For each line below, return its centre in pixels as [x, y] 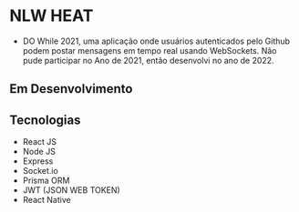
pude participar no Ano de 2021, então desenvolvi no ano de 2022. [149, 60]
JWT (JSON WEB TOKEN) [71, 190]
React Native [46, 200]
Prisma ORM [46, 181]
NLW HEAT [52, 16]
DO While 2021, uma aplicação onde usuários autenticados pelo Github [156, 41]
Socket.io [41, 171]
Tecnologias [45, 120]
